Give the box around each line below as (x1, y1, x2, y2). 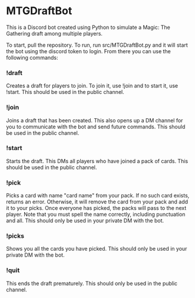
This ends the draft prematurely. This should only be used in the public (6, 280, 178, 287)
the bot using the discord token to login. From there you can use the (6, 47, 171, 54)
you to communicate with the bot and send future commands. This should (6, 123, 186, 130)
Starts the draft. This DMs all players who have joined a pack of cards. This (6, 157, 189, 164)
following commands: (6, 54, 58, 61)
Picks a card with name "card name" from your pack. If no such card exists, (6, 192, 190, 199)
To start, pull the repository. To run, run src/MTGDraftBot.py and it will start (6, 41, 189, 48)
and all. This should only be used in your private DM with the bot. (6, 217, 164, 224)
